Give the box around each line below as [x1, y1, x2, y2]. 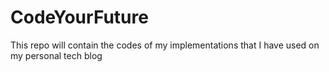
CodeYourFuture [10, 6, 149, 29]
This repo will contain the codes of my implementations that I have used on [10, 39, 320, 51]
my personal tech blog [10, 49, 103, 61]
